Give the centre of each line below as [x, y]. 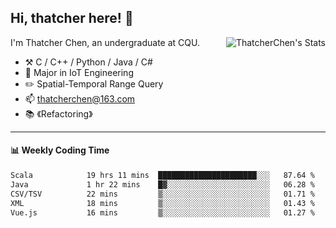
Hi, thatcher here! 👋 [72, 18]
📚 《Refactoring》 [58, 113]
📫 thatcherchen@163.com [80, 98]
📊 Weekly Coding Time [60, 150]
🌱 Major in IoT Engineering [79, 72]
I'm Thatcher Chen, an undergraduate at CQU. [105, 42]
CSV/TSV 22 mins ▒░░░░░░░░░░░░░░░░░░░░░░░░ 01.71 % [162, 194]
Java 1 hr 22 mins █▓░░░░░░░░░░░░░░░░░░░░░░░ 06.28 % [162, 184]
